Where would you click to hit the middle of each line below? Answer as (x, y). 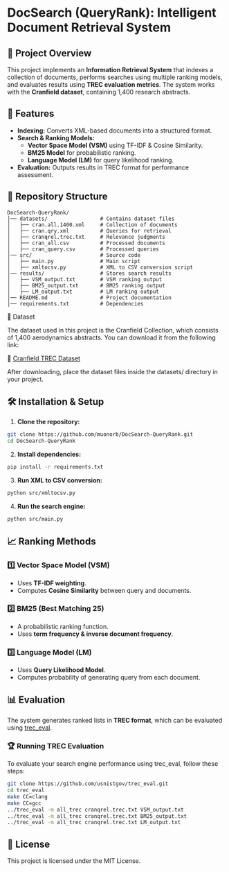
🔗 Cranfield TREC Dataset (44, 358)
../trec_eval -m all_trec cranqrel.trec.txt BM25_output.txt (97, 816)
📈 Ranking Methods (52, 542)
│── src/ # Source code (74, 255)
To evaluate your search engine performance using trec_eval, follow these (113, 764)
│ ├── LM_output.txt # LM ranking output (83, 292)
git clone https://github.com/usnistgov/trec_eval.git (88, 784)
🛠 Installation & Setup (56, 402)
